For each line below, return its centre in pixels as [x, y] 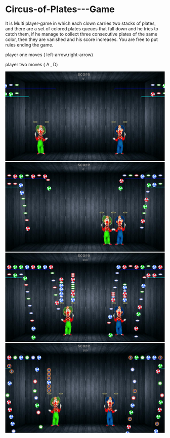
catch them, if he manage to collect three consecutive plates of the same [81, 34]
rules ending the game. [29, 45]
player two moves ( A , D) [32, 64]
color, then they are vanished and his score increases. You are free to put [82, 39]
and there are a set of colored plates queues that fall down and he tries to [82, 28]
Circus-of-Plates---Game [60, 9]
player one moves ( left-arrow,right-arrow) [49, 55]
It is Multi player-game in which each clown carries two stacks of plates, [80, 23]
